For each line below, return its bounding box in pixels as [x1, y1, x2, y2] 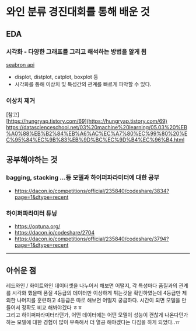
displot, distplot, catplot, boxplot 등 [14, 73, 99, 80]
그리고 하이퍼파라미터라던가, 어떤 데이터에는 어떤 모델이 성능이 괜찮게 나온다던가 [6, 311, 188, 318]
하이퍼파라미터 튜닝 [6, 209, 57, 217]
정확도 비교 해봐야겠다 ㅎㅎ [21, 304, 83, 311]
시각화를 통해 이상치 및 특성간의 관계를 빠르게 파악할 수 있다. [14, 80, 152, 88]
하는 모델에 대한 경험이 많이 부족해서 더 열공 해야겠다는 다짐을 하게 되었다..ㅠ [6, 318, 180, 325]
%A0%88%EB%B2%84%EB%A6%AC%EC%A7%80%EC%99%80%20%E [6, 130, 188, 137]
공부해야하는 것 [6, 154, 58, 164]
